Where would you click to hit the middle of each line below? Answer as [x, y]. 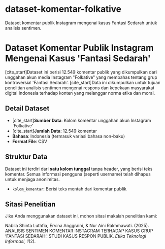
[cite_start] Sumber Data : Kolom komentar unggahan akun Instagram [82, 120]
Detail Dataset [27, 109]
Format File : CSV [30, 141]
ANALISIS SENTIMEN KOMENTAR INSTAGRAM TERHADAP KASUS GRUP [79, 231]
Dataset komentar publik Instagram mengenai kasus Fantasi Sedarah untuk [81, 23]
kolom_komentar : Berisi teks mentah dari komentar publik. [70, 189]
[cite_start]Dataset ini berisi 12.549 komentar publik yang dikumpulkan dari [81, 72]
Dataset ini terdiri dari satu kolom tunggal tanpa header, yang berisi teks [79, 169]
